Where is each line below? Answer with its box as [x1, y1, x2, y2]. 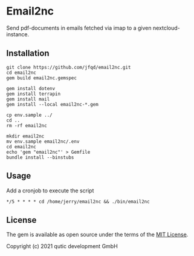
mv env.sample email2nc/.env [6, 138, 80, 145]
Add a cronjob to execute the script [6, 186, 94, 194]
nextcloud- [152, 24, 180, 31]
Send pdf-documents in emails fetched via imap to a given [6, 24, 152, 31]
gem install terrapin [6, 91, 61, 97]
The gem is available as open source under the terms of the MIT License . [6, 231, 189, 238]
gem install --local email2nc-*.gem [6, 101, 99, 107]
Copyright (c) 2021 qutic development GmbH [6, 243, 118, 250]
